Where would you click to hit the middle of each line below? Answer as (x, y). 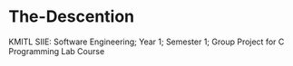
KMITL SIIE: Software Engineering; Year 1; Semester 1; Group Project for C (146, 42)
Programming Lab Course (57, 51)
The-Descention (72, 17)
